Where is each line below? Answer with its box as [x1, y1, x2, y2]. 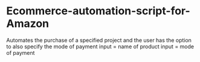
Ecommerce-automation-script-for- [6, 4, 190, 18]
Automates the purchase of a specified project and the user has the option [6, 36, 192, 44]
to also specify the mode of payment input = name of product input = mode [6, 43, 195, 50]
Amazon [6, 17, 50, 30]
